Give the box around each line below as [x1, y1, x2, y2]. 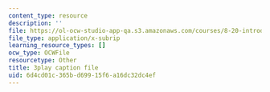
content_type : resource [8, 11, 88, 20]
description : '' [8, 19, 63, 27]
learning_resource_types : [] [8, 42, 106, 50]
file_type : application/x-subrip [8, 34, 121, 42]
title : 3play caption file [8, 64, 99, 72]
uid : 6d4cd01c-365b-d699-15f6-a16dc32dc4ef [8, 71, 157, 79]
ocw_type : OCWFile [8, 49, 70, 57]
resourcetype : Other [8, 57, 78, 65]
